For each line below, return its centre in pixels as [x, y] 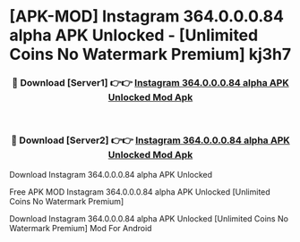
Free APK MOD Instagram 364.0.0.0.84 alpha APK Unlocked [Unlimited [140, 192]
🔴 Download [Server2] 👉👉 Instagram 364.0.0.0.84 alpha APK [150, 140]
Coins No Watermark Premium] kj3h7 [150, 54]
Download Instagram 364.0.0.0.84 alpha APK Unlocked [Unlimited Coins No [149, 218]
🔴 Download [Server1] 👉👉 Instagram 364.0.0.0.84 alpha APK [150, 83]
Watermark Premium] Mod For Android [81, 228]
